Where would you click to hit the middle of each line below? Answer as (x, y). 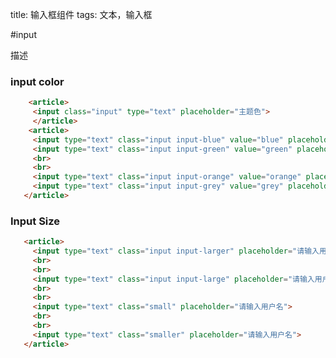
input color (37, 81)
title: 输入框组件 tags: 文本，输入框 (81, 14)
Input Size (35, 221)
